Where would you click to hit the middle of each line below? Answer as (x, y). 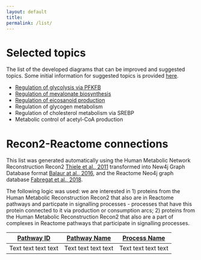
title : (14, 17)
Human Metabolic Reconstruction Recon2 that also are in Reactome (90, 198)
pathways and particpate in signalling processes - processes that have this (99, 204)
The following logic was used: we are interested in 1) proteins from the (93, 191)
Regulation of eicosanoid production (60, 101)
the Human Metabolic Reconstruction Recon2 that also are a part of (90, 217)
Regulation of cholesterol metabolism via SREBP (74, 113)
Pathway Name (89, 238)
